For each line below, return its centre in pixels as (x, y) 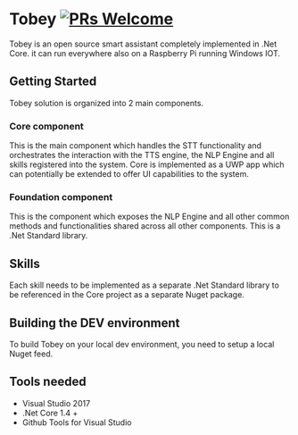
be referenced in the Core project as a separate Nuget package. (127, 295)
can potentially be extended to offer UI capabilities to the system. (129, 174)
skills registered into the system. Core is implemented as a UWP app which (147, 164)
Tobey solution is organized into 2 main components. (106, 103)
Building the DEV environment (95, 323)
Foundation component (61, 197)
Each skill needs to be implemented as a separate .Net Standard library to (144, 285)
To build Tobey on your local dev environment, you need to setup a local (142, 344)
